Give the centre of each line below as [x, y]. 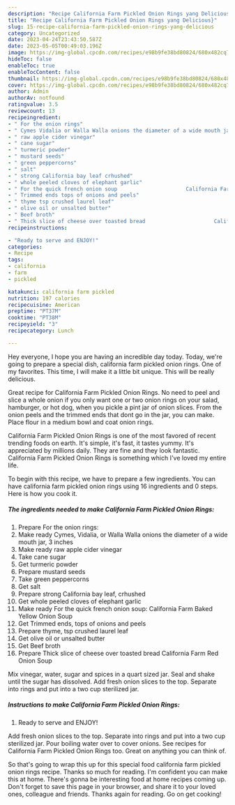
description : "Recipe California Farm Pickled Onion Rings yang [103, 14]
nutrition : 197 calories [44, 298]
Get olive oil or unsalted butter [61, 638]
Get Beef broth [39, 645]
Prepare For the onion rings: [58, 527]
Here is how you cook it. [43, 493]
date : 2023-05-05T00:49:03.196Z [55, 46]
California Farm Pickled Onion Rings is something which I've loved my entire [117, 458]
